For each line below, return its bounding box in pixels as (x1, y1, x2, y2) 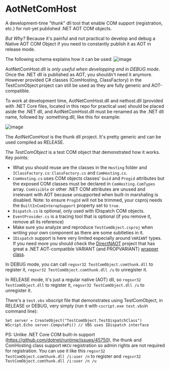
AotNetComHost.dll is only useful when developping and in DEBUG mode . (5, 66, 160, 72)
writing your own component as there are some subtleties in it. (12, 229, 144, 236)
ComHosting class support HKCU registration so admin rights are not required (5, 342, 165, 348)
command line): (5, 308, 38, 314)
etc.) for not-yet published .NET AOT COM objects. (5, 25, 112, 31)
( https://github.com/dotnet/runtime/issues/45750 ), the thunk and (5, 337, 142, 343)
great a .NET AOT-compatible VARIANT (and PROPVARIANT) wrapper (12, 246, 159, 252)
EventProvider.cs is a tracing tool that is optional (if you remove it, (12, 213, 152, 219)
